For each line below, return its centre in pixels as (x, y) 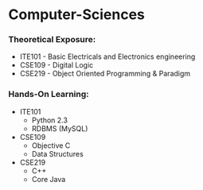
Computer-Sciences (76, 15)
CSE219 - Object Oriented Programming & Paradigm (105, 74)
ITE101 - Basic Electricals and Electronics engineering (107, 56)
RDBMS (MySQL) (60, 128)
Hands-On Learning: (49, 95)
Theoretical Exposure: (52, 40)
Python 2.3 (49, 120)
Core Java (49, 179)
